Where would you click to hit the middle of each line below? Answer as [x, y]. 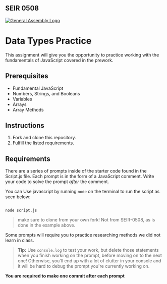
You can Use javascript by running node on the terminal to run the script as [82, 192]
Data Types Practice [48, 41]
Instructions [25, 125]
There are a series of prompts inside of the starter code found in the [76, 171]
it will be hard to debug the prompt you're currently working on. [83, 266]
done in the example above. [46, 225]
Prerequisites [27, 76]
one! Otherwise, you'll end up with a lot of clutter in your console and [89, 261]
